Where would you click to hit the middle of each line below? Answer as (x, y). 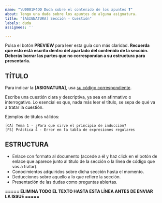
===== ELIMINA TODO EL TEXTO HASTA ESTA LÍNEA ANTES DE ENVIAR (79, 191)
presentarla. (18, 61)
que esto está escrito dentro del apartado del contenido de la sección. (77, 51)
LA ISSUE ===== (22, 196)
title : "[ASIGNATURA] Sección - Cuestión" (48, 18)
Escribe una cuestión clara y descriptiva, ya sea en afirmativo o (68, 97)
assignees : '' (19, 28)
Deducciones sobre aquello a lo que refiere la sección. (66, 176)
